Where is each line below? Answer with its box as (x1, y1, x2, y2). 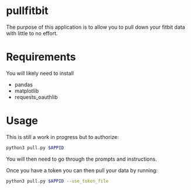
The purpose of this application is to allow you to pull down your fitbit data (6, 23, 186, 30)
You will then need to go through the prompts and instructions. (6, 155, 157, 162)
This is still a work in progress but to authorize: (6, 133, 119, 140)
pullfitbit (6, 4, 49, 18)
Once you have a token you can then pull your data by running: (6, 167, 158, 174)
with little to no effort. (6, 29, 58, 36)
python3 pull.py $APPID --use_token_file (6, 178, 109, 184)
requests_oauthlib (14, 93, 58, 100)
